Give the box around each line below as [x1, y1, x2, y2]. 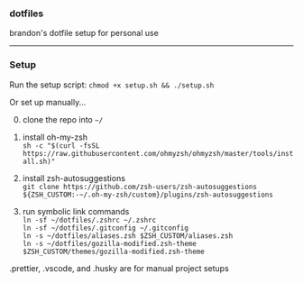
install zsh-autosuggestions [22, 172, 126, 183]
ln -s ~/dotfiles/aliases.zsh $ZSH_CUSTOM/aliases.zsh [22, 231, 234, 241]
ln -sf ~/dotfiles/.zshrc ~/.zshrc [22, 215, 157, 224]
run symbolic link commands [22, 205, 130, 216]
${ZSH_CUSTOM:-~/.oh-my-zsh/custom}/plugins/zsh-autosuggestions [22, 190, 273, 199]
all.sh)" [22, 157, 56, 166]
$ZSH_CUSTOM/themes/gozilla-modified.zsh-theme [22, 247, 205, 256]
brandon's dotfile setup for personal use [9, 28, 160, 39]
